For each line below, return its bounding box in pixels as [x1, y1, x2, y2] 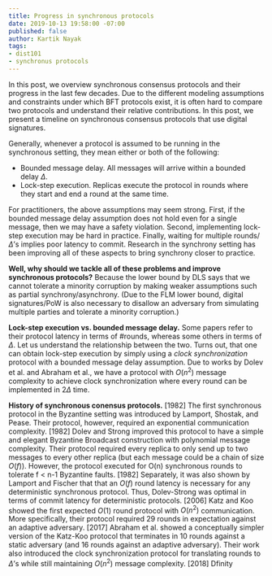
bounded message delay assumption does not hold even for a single [8, 213, 237, 223]
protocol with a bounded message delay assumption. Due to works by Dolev [8, 357, 264, 367]
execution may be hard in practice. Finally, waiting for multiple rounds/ [24, 230, 261, 240]
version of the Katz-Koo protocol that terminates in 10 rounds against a [8, 531, 245, 541]
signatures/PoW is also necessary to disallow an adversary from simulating [8, 298, 260, 308]
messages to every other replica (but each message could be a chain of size [8, 452, 265, 462]
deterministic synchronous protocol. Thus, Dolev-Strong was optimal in [8, 487, 247, 496]
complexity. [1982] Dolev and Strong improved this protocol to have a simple [8, 426, 264, 436]
